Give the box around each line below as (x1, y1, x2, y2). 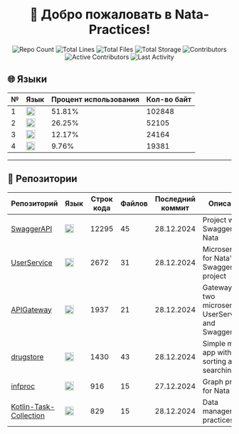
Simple (202, 338, 226, 348)
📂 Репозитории (7, 173, 78, 185)
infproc (11, 381, 36, 391)
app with (202, 347, 232, 357)
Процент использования (51, 94, 140, 104)
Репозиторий (11, 199, 58, 208)
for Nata (202, 386, 230, 396)
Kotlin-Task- (11, 401, 55, 411)
